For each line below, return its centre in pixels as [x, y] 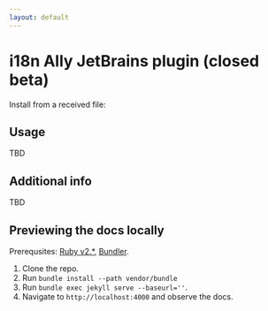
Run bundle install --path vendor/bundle [100, 278]
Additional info [51, 181]
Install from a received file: [57, 104]
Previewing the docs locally [87, 230]
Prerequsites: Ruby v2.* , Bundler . [69, 251]
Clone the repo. [50, 269]
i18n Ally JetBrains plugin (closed [134, 61]
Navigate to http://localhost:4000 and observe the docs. [128, 296]
